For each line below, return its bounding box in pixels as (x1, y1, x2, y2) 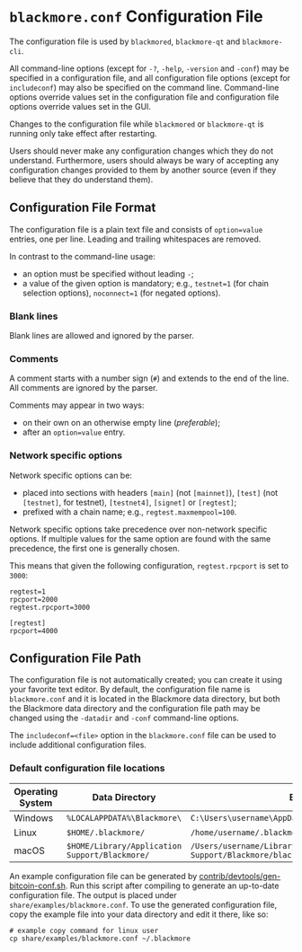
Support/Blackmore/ (66, 850, 150, 859)
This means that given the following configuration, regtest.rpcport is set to (9, 560, 289, 571)
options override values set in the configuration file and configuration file (9, 92, 280, 102)
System (19, 797, 53, 809)
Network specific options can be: (9, 470, 133, 480)
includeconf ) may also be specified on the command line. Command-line (9, 82, 280, 93)
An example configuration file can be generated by (9, 870, 198, 881)
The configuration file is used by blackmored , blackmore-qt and (9, 36, 241, 47)
